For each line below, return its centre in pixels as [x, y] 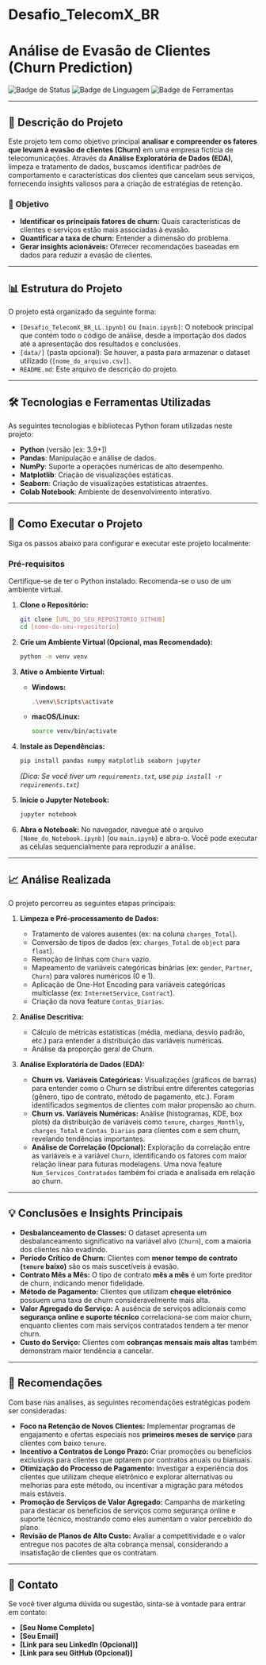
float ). [43, 950]
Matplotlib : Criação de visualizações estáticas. [97, 475]
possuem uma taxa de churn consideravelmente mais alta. [115, 1300]
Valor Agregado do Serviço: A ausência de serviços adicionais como [133, 1308]
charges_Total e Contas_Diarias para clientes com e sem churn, [136, 1130]
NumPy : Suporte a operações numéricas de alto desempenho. [122, 466]
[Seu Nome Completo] [57, 1628]
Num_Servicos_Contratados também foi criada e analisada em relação [143, 1172]
